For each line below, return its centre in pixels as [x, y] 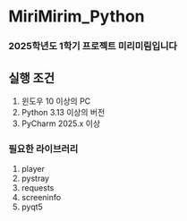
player [33, 169]
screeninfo [41, 198]
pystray [35, 178]
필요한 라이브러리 [43, 149]
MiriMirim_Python [76, 17]
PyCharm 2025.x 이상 [60, 123]
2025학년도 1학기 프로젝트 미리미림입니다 [93, 47]
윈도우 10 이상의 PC [56, 101]
